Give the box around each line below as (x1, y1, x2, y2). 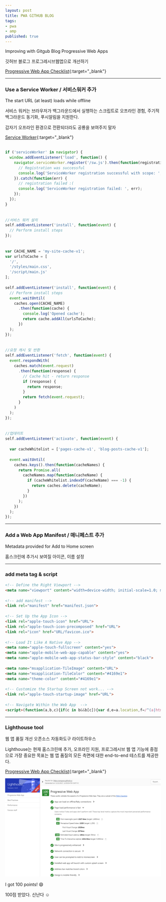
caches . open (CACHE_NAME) (14, 301, 65, 306)
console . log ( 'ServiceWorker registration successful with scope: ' (18, 170, 161, 175)
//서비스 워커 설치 (5, 217, 38, 222)
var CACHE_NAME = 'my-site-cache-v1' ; (5, 248, 85, 254)
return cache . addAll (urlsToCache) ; (23, 317, 96, 322)
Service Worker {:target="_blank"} (5, 134, 74, 140)
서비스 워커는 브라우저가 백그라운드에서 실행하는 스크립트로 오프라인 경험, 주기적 (5, 108, 160, 114)
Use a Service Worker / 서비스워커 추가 (5, 86, 96, 93)
